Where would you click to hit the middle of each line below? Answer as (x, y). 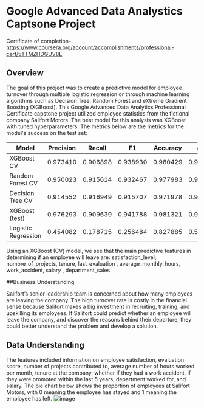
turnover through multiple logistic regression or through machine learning (98, 94)
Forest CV (24, 183)
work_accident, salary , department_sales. (59, 270)
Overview (25, 73)
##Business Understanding (40, 282)
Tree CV (21, 201)
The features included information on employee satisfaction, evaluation (95, 359)
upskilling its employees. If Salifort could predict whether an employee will (99, 313)
